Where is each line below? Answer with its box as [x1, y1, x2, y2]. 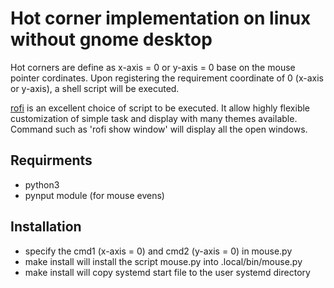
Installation [10, 218, 82, 236]
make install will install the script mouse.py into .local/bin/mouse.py [24, 255, 303, 267]
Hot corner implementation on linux [10, 7, 312, 30]
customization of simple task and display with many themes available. [10, 112, 298, 124]
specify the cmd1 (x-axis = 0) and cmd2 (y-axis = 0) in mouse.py [24, 245, 293, 257]
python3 [24, 178, 60, 191]
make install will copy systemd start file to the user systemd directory [24, 266, 311, 278]
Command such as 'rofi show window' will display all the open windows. [10, 123, 308, 135]
